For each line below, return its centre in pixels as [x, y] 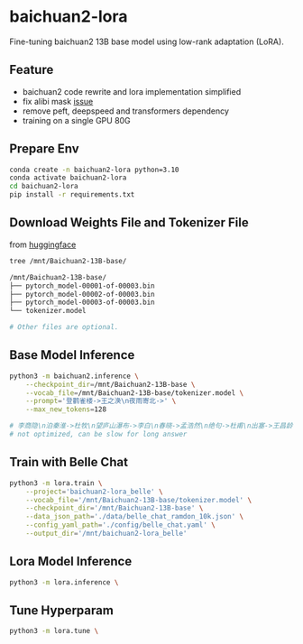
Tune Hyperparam [62, 610]
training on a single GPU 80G [76, 120]
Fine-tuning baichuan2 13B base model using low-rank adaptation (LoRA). [147, 41]
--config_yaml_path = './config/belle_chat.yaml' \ [121, 525]
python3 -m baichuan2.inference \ [74, 376]
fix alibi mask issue [58, 101]
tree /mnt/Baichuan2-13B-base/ [68, 261]
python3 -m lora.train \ [56, 483]
